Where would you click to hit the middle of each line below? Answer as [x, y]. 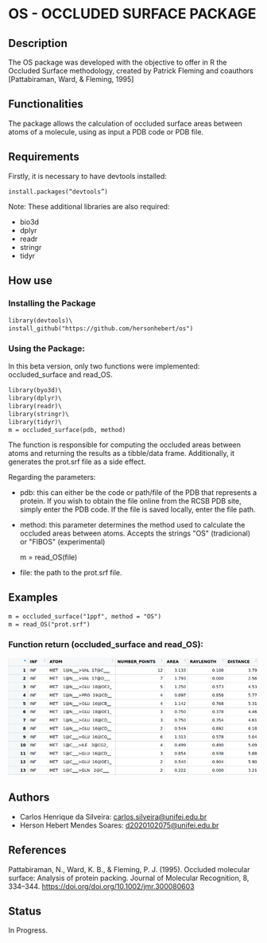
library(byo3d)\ [35, 390]
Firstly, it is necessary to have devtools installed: [87, 176]
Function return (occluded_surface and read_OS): [106, 645]
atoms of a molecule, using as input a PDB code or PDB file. [106, 131]
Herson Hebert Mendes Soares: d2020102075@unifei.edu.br [119, 825]
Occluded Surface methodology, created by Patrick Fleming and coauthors [131, 71]
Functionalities [46, 104]
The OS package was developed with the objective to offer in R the [118, 62]
